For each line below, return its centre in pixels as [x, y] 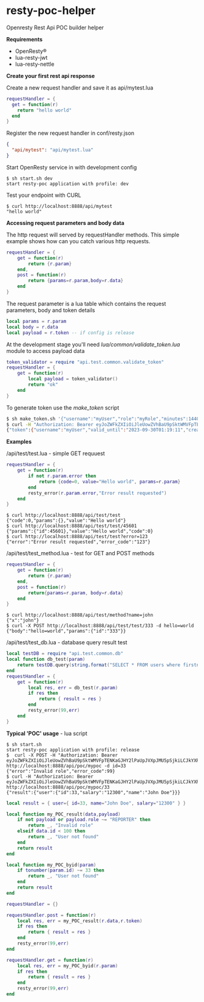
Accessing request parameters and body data [65, 222]
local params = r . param [36, 321]
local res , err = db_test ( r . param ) [73, 688]
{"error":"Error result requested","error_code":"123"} [78, 542]
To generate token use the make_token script [63, 407]
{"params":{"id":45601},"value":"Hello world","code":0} [80, 531]
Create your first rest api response [51, 76]
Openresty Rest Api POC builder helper [55, 27]
